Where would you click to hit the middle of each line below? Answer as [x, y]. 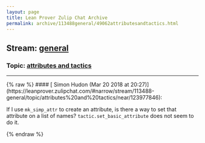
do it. [13, 122]
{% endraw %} [25, 134]
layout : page [23, 12]
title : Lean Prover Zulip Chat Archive [57, 18]
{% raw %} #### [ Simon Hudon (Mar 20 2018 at [68, 85]
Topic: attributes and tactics [49, 65]
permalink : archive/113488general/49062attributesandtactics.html [92, 23]
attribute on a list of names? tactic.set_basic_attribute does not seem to [100, 116]
